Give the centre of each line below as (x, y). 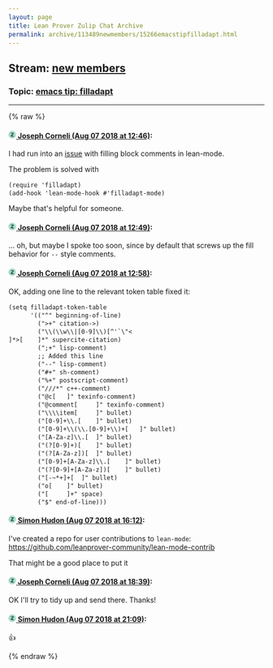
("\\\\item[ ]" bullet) (85, 413)
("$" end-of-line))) (72, 502)
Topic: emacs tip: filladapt (61, 91)
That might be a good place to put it (68, 562)
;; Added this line (71, 356)
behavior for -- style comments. (62, 254)
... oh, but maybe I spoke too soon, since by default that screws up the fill (131, 246)
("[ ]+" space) (71, 494)
